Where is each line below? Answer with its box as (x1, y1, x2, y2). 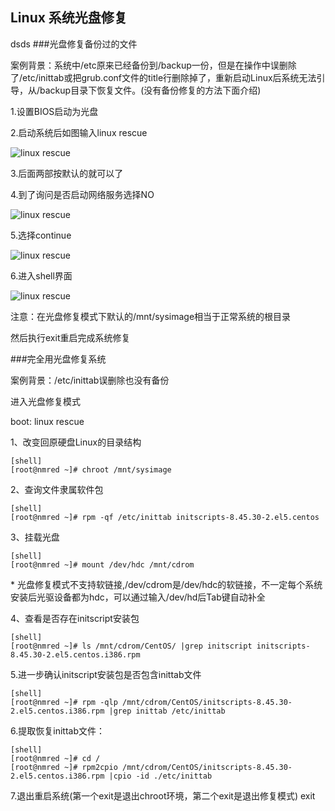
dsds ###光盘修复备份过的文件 (10, 38, 138, 50)
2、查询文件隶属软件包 (10, 483, 104, 495)
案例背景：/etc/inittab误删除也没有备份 (10, 374, 170, 386)
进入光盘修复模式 (10, 395, 81, 407)
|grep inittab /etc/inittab (108, 706, 226, 716)
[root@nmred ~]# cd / (10, 753, 101, 763)
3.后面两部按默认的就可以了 (10, 167, 124, 179)
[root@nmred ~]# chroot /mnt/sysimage (10, 464, 172, 475)
